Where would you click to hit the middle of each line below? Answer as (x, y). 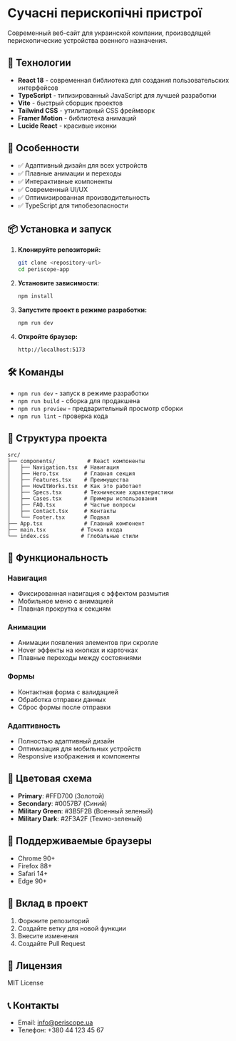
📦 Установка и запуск (60, 229)
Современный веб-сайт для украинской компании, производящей (109, 33)
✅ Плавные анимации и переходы (70, 173)
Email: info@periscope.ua (55, 1022)
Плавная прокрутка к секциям (64, 609)
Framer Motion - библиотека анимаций (77, 118)
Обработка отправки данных (62, 699)
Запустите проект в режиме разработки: (82, 310)
